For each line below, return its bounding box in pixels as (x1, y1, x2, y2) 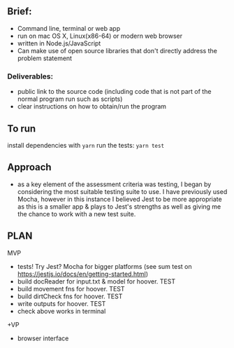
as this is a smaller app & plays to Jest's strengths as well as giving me (17, 202, 221, 211)
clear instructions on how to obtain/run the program (17, 102, 166, 111)
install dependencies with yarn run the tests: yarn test (7, 141, 165, 149)
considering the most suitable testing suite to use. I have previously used (17, 187, 228, 195)
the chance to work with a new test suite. (17, 209, 136, 218)
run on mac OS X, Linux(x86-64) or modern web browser (17, 32, 183, 40)
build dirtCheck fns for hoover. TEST (17, 292, 123, 300)
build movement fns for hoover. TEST (17, 284, 125, 293)
